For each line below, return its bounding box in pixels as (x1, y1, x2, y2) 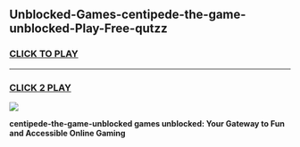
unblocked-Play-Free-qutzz (9, 21, 168, 37)
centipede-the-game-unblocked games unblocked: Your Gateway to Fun (9, 118, 286, 128)
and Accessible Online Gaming (9, 127, 126, 138)
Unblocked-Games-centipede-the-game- (9, 7, 246, 22)
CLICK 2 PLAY (9, 81, 71, 94)
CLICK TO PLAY (9, 48, 79, 61)
